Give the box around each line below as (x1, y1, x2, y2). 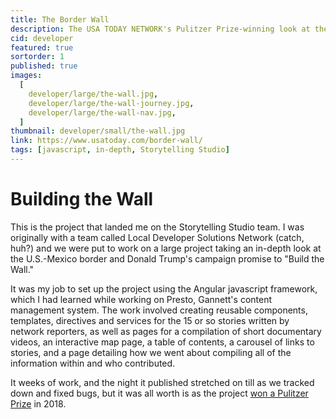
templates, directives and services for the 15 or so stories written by (10, 314, 290, 326)
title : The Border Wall (10, 14, 110, 25)
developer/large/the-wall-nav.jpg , (28, 107, 177, 118)
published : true (10, 61, 78, 71)
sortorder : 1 (10, 52, 65, 62)
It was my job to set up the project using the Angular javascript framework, (10, 282, 318, 295)
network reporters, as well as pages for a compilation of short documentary (10, 325, 322, 337)
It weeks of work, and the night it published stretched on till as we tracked (10, 376, 315, 388)
